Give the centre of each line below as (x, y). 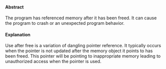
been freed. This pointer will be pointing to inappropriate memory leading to (83, 56)
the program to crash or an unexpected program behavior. (65, 23)
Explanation (18, 34)
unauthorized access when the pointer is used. (53, 62)
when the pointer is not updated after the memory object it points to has (79, 51)
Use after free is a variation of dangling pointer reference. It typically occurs (83, 46)
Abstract (14, 7)
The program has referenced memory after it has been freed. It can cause (81, 18)
